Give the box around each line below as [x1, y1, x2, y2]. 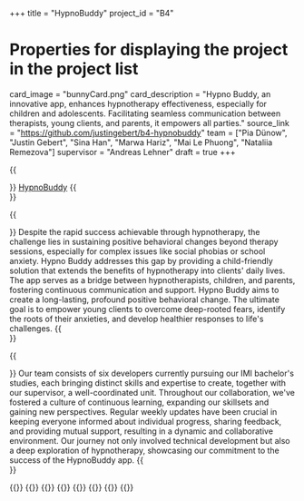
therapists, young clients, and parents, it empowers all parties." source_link [9, 117, 290, 128]
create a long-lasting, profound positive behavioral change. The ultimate [9, 294, 279, 305]
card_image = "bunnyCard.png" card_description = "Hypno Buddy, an [9, 88, 271, 99]
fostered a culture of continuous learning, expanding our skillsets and [9, 397, 270, 408]
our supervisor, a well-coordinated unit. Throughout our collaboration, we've [9, 387, 295, 398]
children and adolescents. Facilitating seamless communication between [9, 108, 281, 119]
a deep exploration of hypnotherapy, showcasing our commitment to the [9, 445, 279, 456]
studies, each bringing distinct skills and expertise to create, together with [9, 377, 287, 388]
